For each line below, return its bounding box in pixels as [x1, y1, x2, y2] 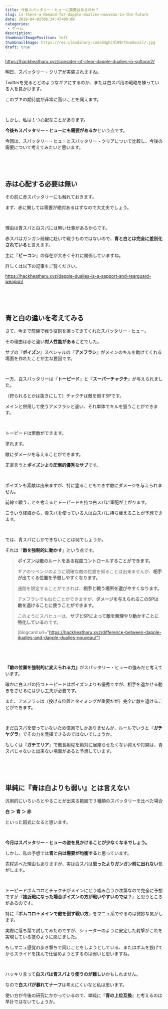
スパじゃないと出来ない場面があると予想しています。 [5, 748, 114, 754]
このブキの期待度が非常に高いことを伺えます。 [5, 96, 101, 102]
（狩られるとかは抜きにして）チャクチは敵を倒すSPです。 [5, 393, 124, 399]
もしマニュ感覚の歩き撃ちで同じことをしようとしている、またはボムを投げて [5, 944, 163, 950]
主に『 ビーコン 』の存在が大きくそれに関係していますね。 [5, 253, 123, 259]
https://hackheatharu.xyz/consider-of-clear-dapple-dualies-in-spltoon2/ [5, 58, 155, 64]
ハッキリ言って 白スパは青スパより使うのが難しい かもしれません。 [5, 971, 141, 977]
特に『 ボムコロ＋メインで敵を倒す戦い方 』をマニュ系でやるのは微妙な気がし [5, 911, 163, 917]
